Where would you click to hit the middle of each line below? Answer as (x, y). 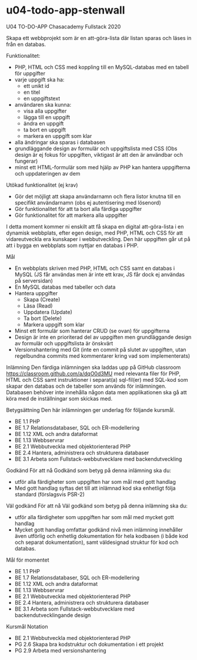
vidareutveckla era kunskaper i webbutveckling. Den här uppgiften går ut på (98, 239)
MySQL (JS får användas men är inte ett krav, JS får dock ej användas (100, 274)
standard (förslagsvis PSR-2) (50, 494)
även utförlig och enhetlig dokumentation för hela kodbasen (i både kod (101, 536)
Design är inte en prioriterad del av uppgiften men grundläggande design (103, 337)
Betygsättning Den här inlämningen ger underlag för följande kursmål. (91, 410)
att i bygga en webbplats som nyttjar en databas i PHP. (72, 245)
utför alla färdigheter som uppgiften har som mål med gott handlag (95, 481)
